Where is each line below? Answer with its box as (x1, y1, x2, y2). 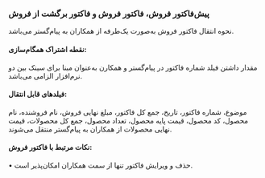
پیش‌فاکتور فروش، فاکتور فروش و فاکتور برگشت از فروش (8, 8, 209, 19)
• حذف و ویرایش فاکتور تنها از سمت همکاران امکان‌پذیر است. (8, 160, 193, 170)
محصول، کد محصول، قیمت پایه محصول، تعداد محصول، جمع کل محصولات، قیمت (8, 115, 248, 125)
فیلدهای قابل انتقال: (8, 89, 67, 99)
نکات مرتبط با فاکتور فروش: (8, 143, 93, 152)
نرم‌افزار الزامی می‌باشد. (8, 71, 83, 80)
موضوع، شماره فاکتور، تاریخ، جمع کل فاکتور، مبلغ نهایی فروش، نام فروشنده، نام (8, 107, 247, 116)
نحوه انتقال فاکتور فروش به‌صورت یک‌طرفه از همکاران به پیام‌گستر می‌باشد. (8, 26, 234, 36)
